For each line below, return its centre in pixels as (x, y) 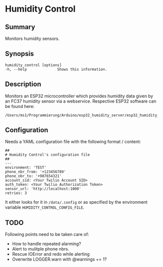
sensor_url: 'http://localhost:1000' (43, 189)
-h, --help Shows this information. (56, 69)
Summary (20, 27)
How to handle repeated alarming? (47, 244)
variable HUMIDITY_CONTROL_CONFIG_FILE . (45, 207)
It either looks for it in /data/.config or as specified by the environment (76, 202)
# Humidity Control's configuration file (48, 155)
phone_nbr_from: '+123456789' (36, 172)
